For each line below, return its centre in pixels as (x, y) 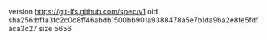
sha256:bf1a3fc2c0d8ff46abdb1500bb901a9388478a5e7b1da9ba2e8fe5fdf (133, 20)
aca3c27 (23, 28)
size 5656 (55, 28)
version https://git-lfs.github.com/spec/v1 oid (83, 12)
